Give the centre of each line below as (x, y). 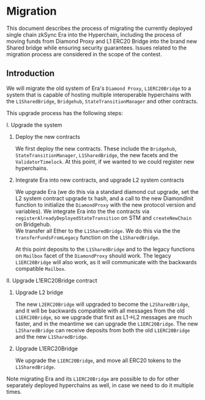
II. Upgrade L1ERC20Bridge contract (52, 280)
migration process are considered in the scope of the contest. (84, 54)
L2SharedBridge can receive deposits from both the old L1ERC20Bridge (102, 330)
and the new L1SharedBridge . (52, 336)
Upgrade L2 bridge (39, 292)
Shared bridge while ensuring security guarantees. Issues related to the (96, 48)
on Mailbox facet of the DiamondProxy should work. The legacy (93, 256)
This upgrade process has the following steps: (65, 113)
